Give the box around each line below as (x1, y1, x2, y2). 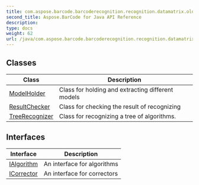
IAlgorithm (9, 160, 38, 168)
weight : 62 (6, 31, 33, 37)
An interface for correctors (43, 169, 118, 177)
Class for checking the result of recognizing (59, 102, 181, 111)
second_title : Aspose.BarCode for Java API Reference (6, 14, 142, 20)
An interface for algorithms (43, 160, 118, 168)
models (59, 93, 80, 101)
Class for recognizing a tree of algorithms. (59, 112, 176, 120)
